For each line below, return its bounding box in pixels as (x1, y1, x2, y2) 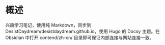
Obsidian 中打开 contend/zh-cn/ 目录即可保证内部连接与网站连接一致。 (5, 34, 154, 40)
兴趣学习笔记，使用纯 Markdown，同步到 (5, 22, 92, 28)
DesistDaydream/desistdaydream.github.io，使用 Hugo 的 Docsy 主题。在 (5, 28, 160, 34)
